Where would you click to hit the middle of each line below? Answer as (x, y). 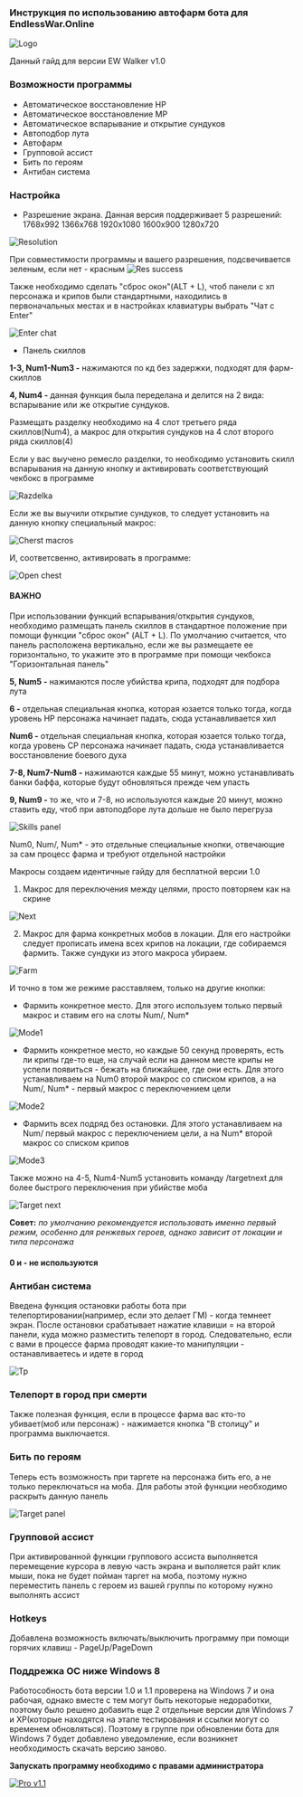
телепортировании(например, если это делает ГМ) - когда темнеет (140, 1315)
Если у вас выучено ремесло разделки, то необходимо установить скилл (152, 459)
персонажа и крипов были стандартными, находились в (118, 296)
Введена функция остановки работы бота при (98, 1305)
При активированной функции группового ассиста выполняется (133, 1556)
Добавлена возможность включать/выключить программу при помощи (149, 1638)
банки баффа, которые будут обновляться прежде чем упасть (130, 782)
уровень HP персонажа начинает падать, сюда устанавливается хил (143, 719)
